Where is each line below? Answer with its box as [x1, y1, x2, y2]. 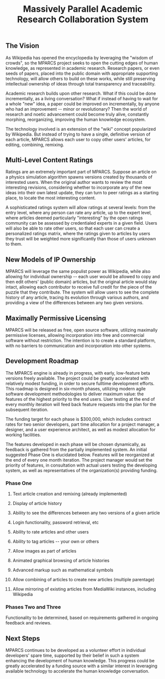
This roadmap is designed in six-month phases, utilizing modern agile [5, 385, 146, 391]
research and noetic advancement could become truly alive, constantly [5, 111, 149, 117]
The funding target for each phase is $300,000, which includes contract [5, 416, 151, 422]
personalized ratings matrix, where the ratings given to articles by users [5, 231, 151, 236]
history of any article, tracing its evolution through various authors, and [5, 295, 149, 300]
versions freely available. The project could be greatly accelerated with [5, 375, 149, 381]
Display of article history [12, 501, 62, 506]
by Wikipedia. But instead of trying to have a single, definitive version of [5, 131, 151, 137]
